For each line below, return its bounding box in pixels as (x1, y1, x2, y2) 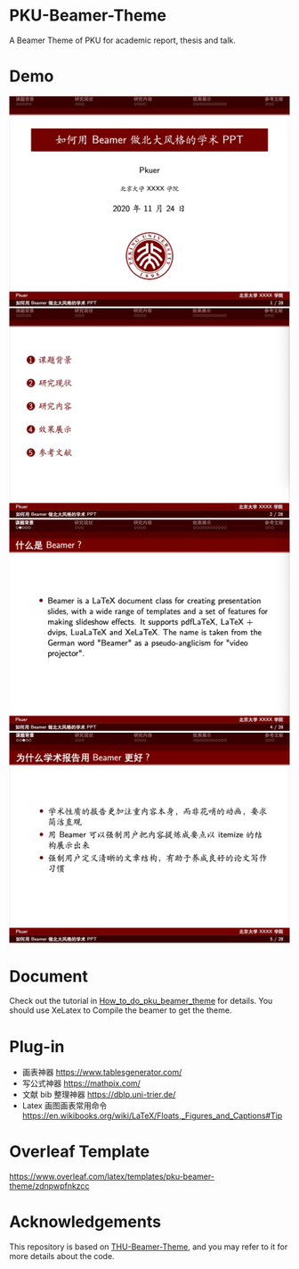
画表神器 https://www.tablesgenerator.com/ (21, 1067, 182, 1078)
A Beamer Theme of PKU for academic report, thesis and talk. (9, 35, 236, 46)
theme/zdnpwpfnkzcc (9, 1181, 90, 1191)
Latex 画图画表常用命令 (21, 1100, 108, 1111)
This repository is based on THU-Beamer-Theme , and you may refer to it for (9, 1241, 288, 1252)
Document (9, 966, 89, 986)
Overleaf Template (9, 1141, 149, 1162)
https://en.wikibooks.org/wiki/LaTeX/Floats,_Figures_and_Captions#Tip (21, 1110, 283, 1121)
